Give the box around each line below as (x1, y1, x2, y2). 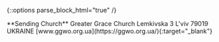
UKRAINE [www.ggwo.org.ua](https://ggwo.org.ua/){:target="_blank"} (6, 27, 213, 35)
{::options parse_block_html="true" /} (6, 6, 117, 14)
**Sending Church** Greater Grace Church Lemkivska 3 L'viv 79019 (6, 20, 208, 27)
